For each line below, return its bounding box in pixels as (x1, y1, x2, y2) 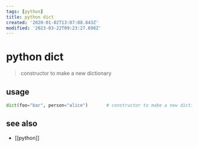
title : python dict (6, 14, 54, 20)
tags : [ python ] (6, 8, 44, 15)
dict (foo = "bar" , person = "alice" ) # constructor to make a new (6, 102, 178, 108)
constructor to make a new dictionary (20, 70, 112, 77)
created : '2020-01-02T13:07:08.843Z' (6, 19, 99, 25)
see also (6, 119, 38, 129)
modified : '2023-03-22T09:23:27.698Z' (6, 25, 101, 31)
